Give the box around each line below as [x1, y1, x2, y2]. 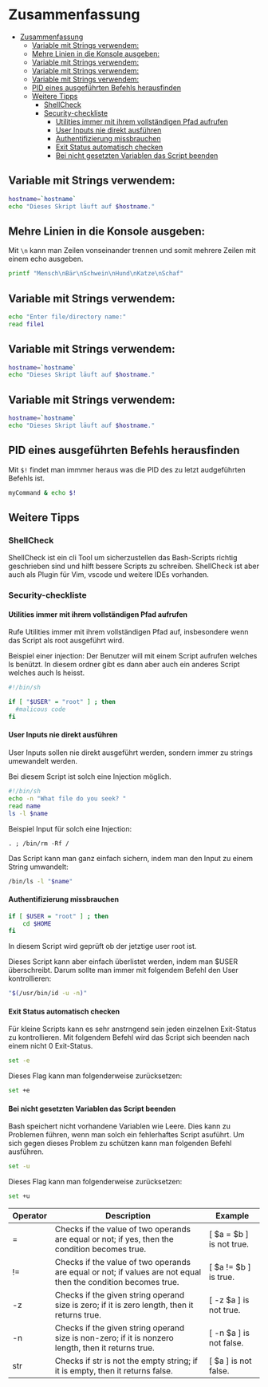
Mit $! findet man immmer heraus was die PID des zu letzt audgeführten [8, 464, 246, 474]
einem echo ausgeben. [8, 254, 84, 264]
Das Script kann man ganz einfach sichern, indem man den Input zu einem [8, 853, 254, 863]
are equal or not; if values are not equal [54, 1266, 202, 1278]
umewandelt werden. [8, 757, 78, 766]
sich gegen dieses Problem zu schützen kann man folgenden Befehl [8, 1139, 232, 1148]
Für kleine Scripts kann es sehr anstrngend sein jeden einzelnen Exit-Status [8, 1024, 257, 1034]
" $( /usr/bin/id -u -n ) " [8, 990, 88, 998]
